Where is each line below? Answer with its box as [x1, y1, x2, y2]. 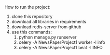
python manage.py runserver [18, 34, 77, 40]
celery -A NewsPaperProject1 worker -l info [18, 39, 106, 45]
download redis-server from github [11, 24, 82, 30]
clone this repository [11, 14, 53, 19]
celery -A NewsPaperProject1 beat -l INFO [18, 45, 103, 50]
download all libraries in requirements [11, 19, 86, 24]
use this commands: [11, 29, 52, 35]
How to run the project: [4, 4, 51, 10]
